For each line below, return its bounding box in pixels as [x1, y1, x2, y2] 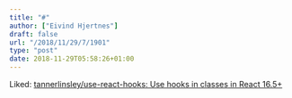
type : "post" [9, 46, 58, 55]
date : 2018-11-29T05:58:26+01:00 [9, 54, 135, 63]
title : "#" [9, 12, 50, 22]
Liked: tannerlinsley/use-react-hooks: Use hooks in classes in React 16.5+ [9, 79, 283, 89]
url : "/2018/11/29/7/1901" [9, 37, 111, 47]
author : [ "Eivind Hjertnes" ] [9, 21, 119, 30]
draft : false [9, 29, 58, 38]
